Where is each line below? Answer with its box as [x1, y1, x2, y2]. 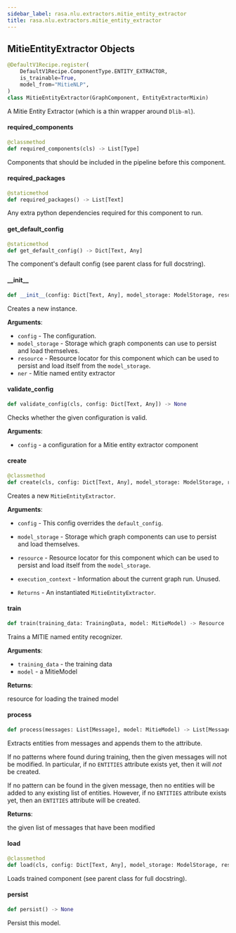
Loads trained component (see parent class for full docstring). [7, 874, 188, 882]
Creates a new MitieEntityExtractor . [7, 491, 116, 500]
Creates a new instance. [7, 304, 77, 313]
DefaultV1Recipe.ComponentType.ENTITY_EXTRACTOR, [20, 68, 169, 75]
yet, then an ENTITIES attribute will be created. [7, 796, 140, 804]
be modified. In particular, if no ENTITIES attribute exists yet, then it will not [7, 760, 223, 768]
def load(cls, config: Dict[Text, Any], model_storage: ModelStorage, [7, 861, 218, 868]
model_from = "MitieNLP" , [20, 81, 90, 88]
